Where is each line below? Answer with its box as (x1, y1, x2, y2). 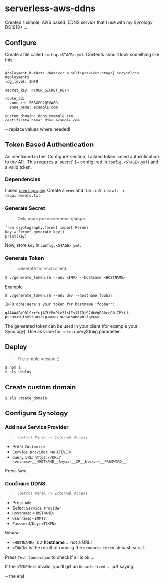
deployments (5, 74, 29, 80)
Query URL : (12, 454, 34, 460)
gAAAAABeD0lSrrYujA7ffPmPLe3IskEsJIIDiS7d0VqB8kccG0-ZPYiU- (5, 311, 131, 316)
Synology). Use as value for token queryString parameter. (5, 329, 121, 335)
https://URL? (34, 455, 61, 460)
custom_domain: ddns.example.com (5, 113, 73, 118)
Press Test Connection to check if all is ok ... (5, 554, 94, 560)
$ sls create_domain (5, 396, 47, 401)
